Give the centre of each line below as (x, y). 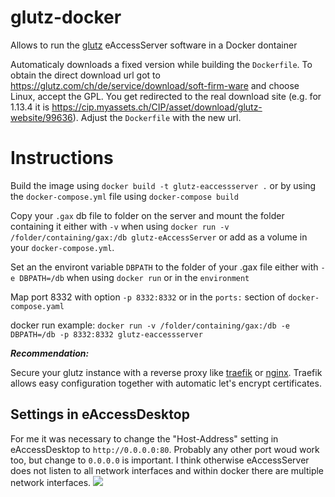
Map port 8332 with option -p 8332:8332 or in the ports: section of (148, 297)
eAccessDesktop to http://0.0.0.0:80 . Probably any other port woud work (165, 449)
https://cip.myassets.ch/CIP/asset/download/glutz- (157, 107)
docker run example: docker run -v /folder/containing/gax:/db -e (150, 325)
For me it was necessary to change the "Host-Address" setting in (144, 438)
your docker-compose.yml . (62, 247)
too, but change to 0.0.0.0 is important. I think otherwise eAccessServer (160, 460)
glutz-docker (66, 17)
